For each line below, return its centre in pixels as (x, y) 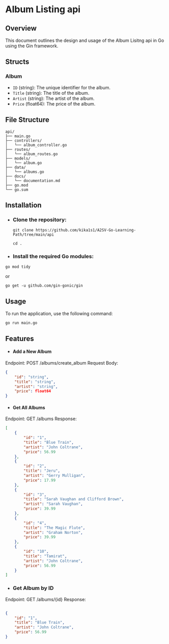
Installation (23, 205)
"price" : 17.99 (40, 480)
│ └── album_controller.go (36, 145)
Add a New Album (32, 352)
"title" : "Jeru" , (42, 471)
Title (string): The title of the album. (51, 93)
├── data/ (16, 167)
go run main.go (21, 323)
